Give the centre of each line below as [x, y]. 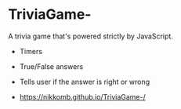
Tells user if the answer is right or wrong [85, 82]
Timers [31, 51]
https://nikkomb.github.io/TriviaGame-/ [83, 96]
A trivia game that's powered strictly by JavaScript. [91, 36]
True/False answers [51, 66]
